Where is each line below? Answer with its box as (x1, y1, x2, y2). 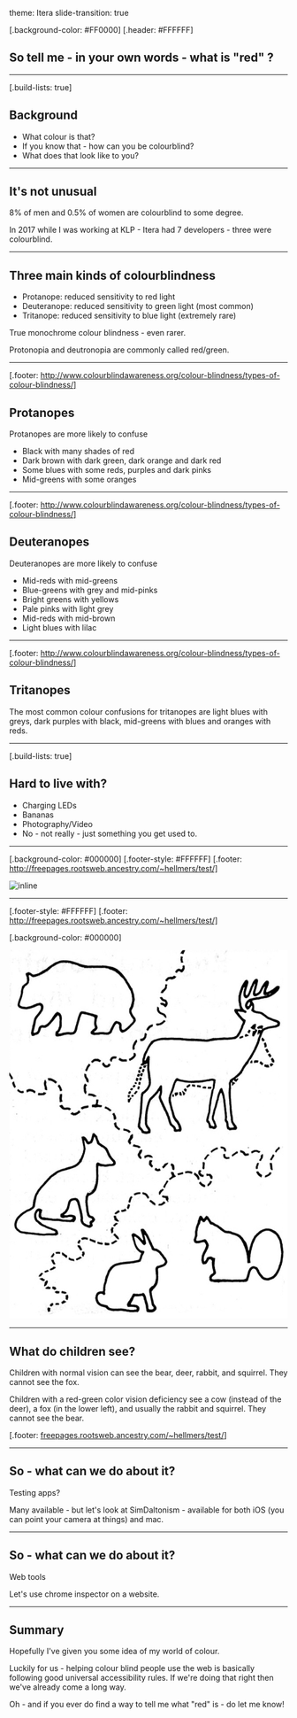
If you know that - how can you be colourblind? (21, 141, 194, 151)
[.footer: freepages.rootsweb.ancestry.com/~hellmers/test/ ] (9, 1429, 227, 1440)
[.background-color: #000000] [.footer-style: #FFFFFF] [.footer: (9, 854, 243, 864)
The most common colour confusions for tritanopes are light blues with (9, 706, 268, 716)
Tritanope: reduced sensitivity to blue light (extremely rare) (21, 310, 237, 321)
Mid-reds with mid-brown (21, 613, 116, 623)
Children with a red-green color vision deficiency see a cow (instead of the (9, 1394, 282, 1405)
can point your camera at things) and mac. (9, 1513, 164, 1524)
